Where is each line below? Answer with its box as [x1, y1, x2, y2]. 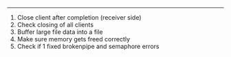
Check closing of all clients [16, 21, 94, 28]
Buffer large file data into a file [16, 28, 103, 36]
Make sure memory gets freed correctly [16, 35, 131, 43]
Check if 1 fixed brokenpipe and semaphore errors [16, 42, 159, 50]
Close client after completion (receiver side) [16, 14, 142, 21]
